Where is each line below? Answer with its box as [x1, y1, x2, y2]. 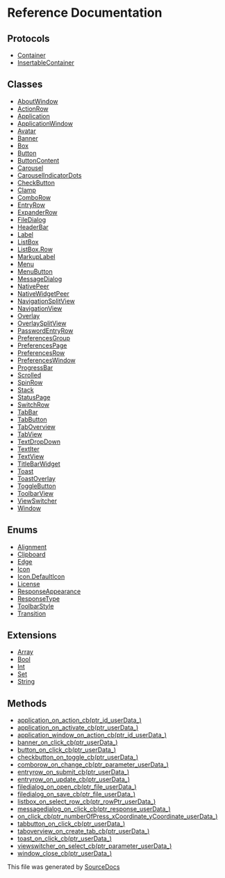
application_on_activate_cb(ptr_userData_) [17, 723, 139, 732]
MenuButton [17, 267, 53, 276]
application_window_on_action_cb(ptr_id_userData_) [17, 731, 167, 739]
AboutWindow [17, 97, 58, 105]
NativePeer [17, 282, 50, 290]
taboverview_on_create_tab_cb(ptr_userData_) [17, 827, 150, 836]
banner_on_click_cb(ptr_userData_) [17, 738, 118, 746]
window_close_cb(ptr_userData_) [17, 849, 112, 858]
